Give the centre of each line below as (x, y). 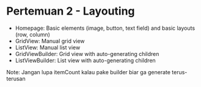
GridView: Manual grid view (50, 41)
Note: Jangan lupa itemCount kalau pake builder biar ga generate (89, 72)
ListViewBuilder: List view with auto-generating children (85, 60)
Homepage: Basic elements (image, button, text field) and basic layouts (105, 28)
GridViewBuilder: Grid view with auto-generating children (87, 54)
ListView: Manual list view (48, 47)
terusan (16, 78)
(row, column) (33, 34)
